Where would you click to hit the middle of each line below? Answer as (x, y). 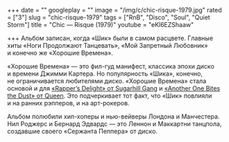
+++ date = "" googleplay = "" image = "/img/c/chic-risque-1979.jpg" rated (114, 10)
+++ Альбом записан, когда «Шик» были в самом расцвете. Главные (110, 38)
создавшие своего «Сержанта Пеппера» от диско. (83, 131)
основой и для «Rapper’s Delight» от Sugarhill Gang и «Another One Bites (114, 88)
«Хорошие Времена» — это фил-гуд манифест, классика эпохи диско (111, 66)
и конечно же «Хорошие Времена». (60, 53)
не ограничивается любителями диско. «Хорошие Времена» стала (107, 81)
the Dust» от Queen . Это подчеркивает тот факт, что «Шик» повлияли (110, 96)
